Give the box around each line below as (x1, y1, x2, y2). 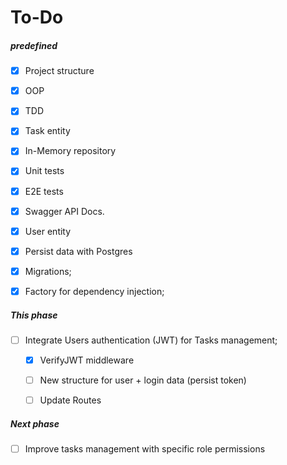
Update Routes (39, 394, 102, 406)
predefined (10, 39, 58, 51)
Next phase (10, 417, 60, 430)
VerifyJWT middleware (39, 354, 135, 366)
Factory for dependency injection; (24, 285, 165, 297)
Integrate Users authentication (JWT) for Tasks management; (24, 334, 278, 346)
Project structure (24, 65, 95, 77)
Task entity (24, 125, 71, 137)
